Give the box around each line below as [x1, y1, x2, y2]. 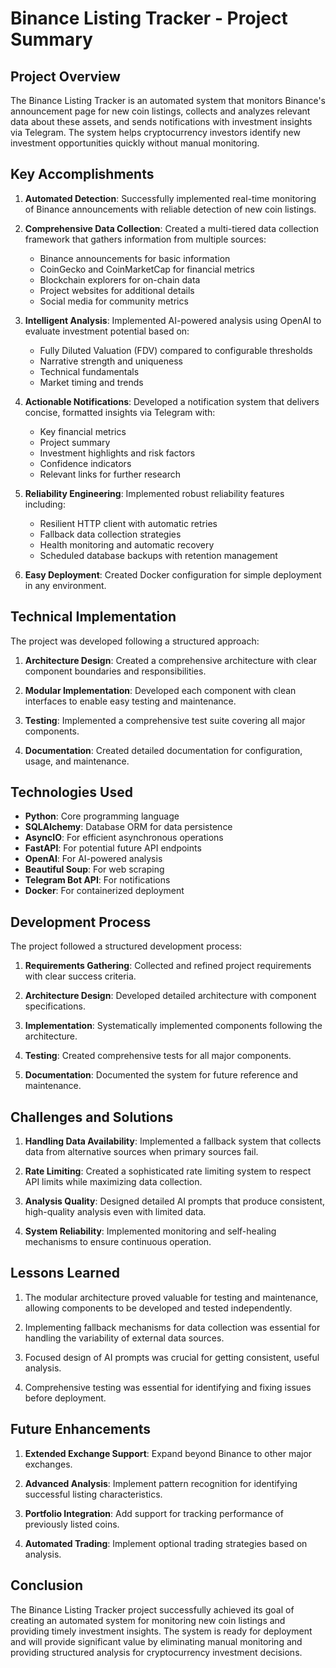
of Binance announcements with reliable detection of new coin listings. [24, 203, 317, 215]
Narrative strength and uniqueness [39, 355, 183, 367]
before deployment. [24, 1392, 107, 1404]
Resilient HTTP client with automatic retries [39, 517, 218, 529]
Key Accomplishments [10, 166, 155, 183]
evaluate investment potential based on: [24, 325, 190, 337]
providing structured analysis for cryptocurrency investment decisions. [10, 1646, 303, 1658]
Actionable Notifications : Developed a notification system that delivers [24, 395, 320, 407]
